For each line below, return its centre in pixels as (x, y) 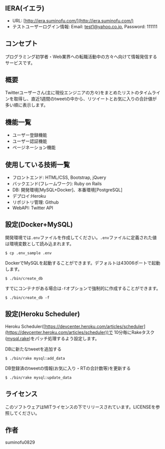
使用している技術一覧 (38, 165)
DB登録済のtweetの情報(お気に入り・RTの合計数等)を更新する (68, 368)
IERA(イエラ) (25, 8)
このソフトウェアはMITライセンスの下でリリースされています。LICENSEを (80, 407)
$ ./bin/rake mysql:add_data (35, 358)
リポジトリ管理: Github (36, 202)
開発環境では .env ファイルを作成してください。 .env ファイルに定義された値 (81, 237)
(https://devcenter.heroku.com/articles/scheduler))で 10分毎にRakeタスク (80, 332)
